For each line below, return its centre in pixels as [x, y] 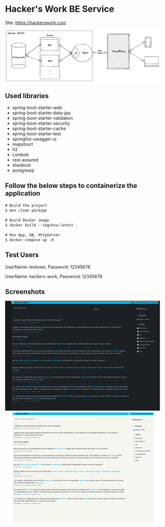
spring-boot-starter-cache [39, 128]
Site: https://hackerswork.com [36, 23]
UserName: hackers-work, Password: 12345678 [54, 276]
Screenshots [25, 292]
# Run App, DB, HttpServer [33, 235]
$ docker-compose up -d [29, 240]
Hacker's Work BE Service [60, 9]
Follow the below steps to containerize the [71, 186]
